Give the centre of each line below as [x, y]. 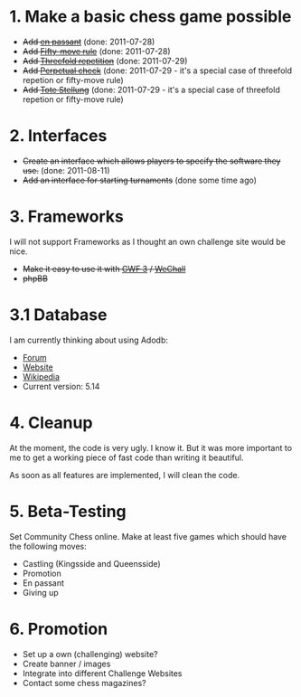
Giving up [40, 592]
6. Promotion [59, 629]
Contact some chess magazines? [84, 683]
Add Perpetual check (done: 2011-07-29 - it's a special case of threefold [157, 71]
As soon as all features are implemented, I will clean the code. [125, 475]
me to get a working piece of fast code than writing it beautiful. [127, 457]
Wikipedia [41, 376]
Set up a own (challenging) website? [90, 654]
